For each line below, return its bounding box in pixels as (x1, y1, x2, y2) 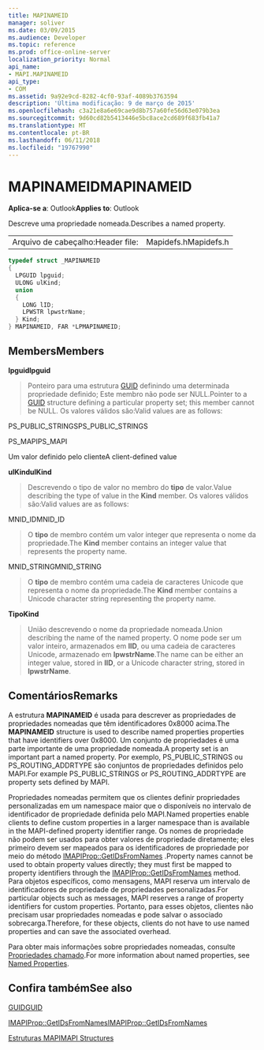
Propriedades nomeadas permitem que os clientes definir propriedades (8, 792, 240, 802)
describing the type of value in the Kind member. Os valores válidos (27, 491, 249, 500)
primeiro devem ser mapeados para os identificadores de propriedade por (8, 843, 250, 852)
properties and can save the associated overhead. (8, 926, 172, 936)
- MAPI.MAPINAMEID (8, 70, 69, 78)
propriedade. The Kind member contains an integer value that (27, 538, 227, 547)
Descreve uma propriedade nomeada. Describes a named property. (8, 219, 226, 229)
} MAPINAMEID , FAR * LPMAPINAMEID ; (8, 323, 122, 331)
